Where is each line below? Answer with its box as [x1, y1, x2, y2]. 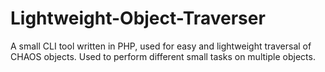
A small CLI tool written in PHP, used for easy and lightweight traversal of [10, 40, 312, 52]
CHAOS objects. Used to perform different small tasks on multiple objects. [10, 50, 316, 62]
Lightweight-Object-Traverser [10, 7, 266, 30]
